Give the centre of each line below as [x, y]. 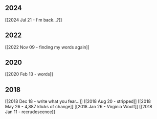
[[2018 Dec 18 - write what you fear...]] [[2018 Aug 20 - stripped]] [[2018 [78, 101]
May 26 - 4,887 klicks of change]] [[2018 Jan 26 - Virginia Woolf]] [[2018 [79, 107]
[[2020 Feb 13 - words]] [29, 74]
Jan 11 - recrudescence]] [30, 112]
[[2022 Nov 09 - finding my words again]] [47, 47]
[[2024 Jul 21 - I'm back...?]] [34, 20]
